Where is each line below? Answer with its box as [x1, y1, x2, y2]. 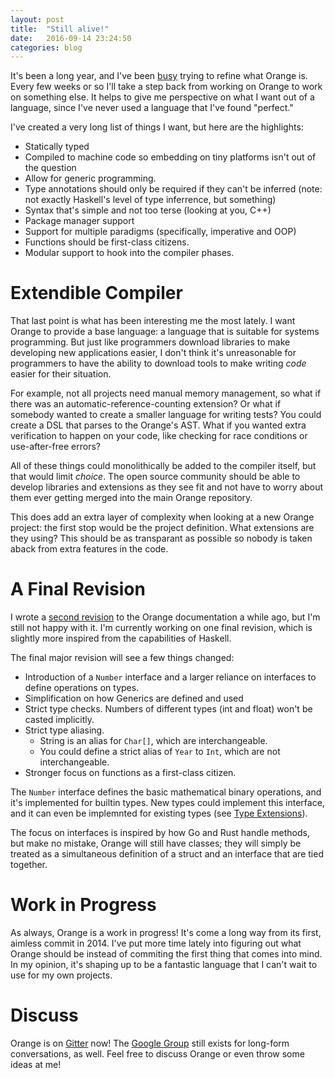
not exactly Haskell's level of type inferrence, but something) [24, 194, 277, 206]
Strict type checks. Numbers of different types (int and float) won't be [24, 703, 313, 715]
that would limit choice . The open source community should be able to [10, 471, 301, 483]
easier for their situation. [10, 368, 112, 380]
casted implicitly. [24, 714, 95, 726]
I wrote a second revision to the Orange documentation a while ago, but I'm [10, 611, 321, 623]
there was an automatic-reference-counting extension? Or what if [10, 398, 282, 410]
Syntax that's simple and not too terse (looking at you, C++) [24, 204, 272, 216]
